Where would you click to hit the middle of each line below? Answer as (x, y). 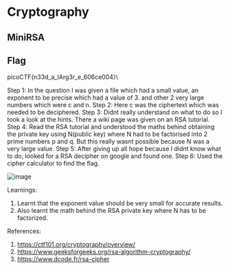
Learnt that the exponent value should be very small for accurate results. (120, 203)
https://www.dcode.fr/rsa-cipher (63, 259)
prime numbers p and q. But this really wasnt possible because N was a (108, 142)
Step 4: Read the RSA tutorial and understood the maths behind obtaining (111, 127)
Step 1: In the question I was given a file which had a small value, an (103, 91)
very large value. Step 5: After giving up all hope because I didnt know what (114, 149)
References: (24, 232)
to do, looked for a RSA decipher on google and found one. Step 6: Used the (115, 156)
